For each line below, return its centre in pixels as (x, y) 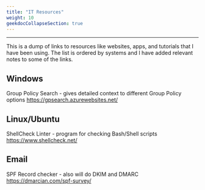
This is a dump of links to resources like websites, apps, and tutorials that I (100, 46)
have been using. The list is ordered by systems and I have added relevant (100, 53)
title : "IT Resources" (35, 12)
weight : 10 (20, 18)
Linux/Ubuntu (33, 119)
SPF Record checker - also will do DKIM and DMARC (73, 174)
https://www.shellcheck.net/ (42, 140)
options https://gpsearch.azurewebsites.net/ (62, 100)
